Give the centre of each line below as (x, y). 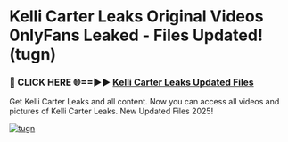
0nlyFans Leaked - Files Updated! (136, 35)
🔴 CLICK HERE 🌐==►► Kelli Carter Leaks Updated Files (132, 82)
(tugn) (33, 54)
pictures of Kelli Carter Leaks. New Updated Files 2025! (111, 111)
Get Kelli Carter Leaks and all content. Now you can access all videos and (144, 102)
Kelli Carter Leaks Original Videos (136, 17)
